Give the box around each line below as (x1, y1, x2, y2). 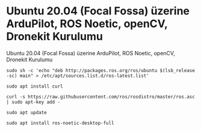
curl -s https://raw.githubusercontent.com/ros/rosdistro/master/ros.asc (6, 94, 196, 100)
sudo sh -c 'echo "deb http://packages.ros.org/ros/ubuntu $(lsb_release (6, 67, 196, 73)
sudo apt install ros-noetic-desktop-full (6, 120, 114, 126)
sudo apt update (6, 109, 47, 115)
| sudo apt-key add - (6, 99, 61, 105)
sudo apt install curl (6, 83, 63, 89)
